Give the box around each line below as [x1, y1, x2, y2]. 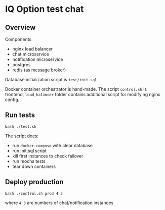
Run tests [5, 111, 35, 119]
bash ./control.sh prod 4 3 [5, 191, 63, 196]
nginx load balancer [12, 46, 53, 52]
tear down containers [12, 163, 56, 169]
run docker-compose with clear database [12, 142, 93, 148]
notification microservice [12, 56, 63, 62]
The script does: [5, 133, 39, 139]
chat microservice [12, 51, 49, 57]
